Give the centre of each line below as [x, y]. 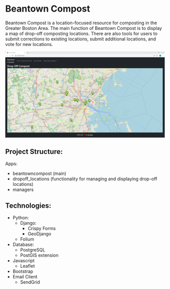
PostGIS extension [39, 255]
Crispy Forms [42, 228]
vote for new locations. [29, 44]
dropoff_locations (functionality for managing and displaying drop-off [85, 179]
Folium [27, 239]
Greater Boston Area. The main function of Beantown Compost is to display [84, 28]
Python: [21, 218]
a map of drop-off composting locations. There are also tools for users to [81, 33]
